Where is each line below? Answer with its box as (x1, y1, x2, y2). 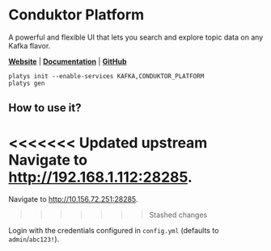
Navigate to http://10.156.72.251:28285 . (8, 195, 138, 204)
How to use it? (8, 101, 82, 115)
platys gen (8, 79, 45, 87)
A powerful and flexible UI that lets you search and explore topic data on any (8, 32, 264, 42)
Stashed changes (149, 210, 208, 220)
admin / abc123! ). (8, 234, 60, 244)
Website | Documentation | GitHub (8, 56, 127, 66)
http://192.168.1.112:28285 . (8, 168, 193, 186)
